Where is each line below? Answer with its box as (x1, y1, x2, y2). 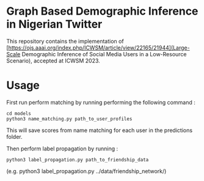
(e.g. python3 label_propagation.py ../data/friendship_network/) (6, 167, 167, 175)
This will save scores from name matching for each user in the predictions (6, 127, 193, 134)
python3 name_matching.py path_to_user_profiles (6, 116, 133, 122)
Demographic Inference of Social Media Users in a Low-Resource (21, 50, 188, 57)
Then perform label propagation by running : (6, 145, 118, 152)
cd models (6, 110, 32, 117)
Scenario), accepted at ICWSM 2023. (6, 57, 101, 64)
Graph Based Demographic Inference (6, 4, 199, 18)
